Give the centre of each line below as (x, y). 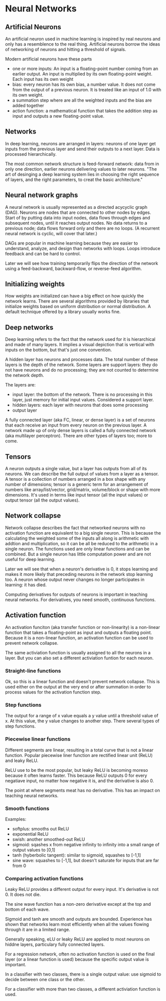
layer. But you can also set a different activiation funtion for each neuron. (79, 658)
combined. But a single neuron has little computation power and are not (78, 554)
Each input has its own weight (43, 79)
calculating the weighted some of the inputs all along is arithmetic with (77, 538)
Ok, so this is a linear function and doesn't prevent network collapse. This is (83, 681)
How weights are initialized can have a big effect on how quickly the (75, 296)
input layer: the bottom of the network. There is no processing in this (82, 394)
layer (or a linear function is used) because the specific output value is (77, 959)
